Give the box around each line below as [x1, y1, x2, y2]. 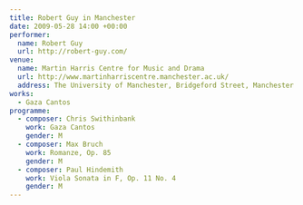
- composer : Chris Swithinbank [17, 114, 136, 123]
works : [9, 89, 34, 98]
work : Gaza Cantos [25, 123, 95, 132]
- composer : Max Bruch [17, 140, 103, 149]
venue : [9, 55, 34, 64]
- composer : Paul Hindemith [17, 165, 124, 174]
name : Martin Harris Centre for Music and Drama [17, 64, 205, 73]
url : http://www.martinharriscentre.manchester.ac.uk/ [17, 73, 230, 82]
